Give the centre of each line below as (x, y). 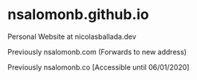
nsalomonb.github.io (78, 15)
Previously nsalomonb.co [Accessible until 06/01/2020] (98, 67)
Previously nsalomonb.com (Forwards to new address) (97, 51)
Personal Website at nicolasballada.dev (72, 36)
